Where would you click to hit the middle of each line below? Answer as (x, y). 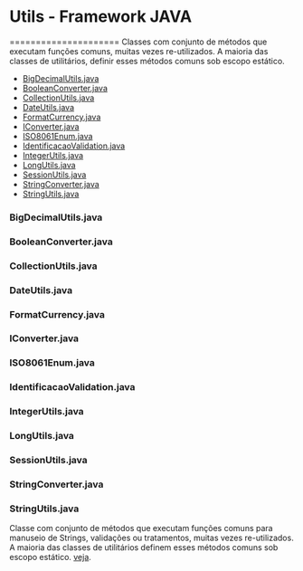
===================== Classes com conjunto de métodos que (138, 42)
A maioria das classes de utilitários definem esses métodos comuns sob (144, 547)
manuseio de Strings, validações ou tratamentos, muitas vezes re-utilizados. (151, 538)
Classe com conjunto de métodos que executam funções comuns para (141, 528)
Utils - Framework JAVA (101, 17)
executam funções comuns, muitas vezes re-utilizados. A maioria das (139, 51)
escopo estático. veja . (51, 557)
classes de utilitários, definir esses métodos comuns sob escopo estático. (147, 61)
